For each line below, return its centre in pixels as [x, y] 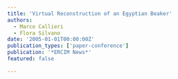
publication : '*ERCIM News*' [49, 53]
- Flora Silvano [37, 33]
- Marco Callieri [39, 26]
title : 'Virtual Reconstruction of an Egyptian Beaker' [90, 14]
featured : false [31, 59]
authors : [20, 20]
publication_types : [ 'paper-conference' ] [68, 46]
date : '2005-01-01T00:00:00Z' [51, 39]
